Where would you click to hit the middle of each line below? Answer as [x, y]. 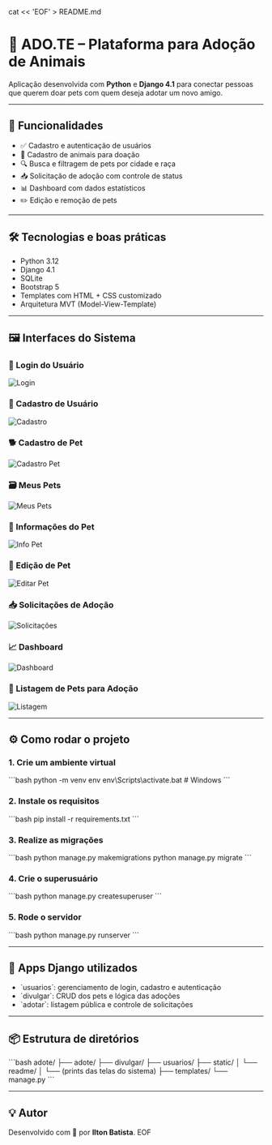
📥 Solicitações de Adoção [61, 605]
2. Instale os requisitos [54, 801]
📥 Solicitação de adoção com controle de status [101, 176]
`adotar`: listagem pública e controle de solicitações [106, 1005]
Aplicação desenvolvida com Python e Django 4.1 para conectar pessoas [131, 84]
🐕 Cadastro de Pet [46, 443]
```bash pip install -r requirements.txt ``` [74, 819]
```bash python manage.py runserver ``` [74, 935]
